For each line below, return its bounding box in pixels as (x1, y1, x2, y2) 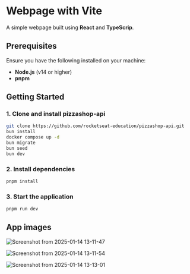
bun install (6, 129, 36, 135)
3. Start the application (6, 192, 74, 200)
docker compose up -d (6, 134, 60, 140)
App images (6, 222, 52, 232)
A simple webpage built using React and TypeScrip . (6, 24, 134, 31)
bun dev (6, 150, 26, 157)
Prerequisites (6, 41, 57, 51)
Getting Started (6, 92, 65, 102)
